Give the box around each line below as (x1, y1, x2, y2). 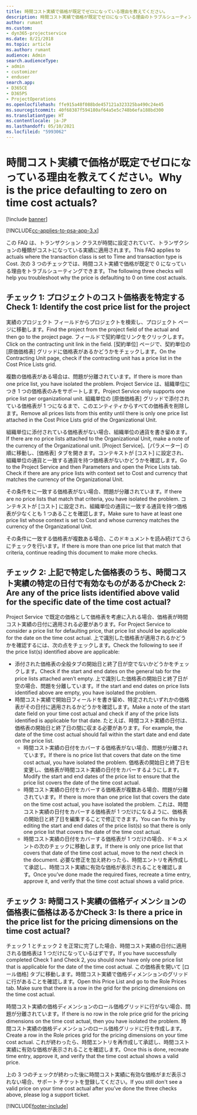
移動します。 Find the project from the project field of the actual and (16, 326, 179, 333)
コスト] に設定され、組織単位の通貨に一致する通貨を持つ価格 (40, 502, 188, 509)
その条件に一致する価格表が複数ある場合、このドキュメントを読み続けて (6, 535, 181, 542)
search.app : (6, 80, 35, 86)
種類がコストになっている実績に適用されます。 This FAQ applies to (21, 246, 181, 253)
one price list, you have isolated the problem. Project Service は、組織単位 (6, 380, 186, 387)
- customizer (6, 69, 38, 75)
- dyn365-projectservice (6, 31, 67, 36)
